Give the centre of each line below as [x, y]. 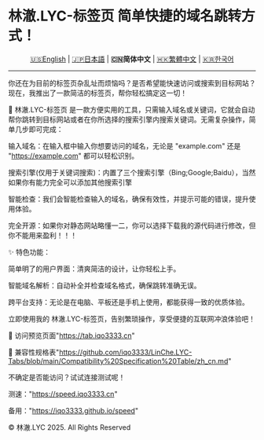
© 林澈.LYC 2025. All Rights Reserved [70, 427]
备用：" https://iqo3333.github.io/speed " [73, 410]
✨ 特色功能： [29, 251]
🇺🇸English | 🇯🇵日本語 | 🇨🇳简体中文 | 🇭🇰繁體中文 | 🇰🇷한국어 [132, 59]
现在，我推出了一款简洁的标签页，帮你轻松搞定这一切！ [97, 93]
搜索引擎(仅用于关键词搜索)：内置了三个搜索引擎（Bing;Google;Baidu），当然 [132, 172]
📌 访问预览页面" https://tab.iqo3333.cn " [71, 335]
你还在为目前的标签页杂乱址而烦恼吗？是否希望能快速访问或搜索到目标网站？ [132, 82]
